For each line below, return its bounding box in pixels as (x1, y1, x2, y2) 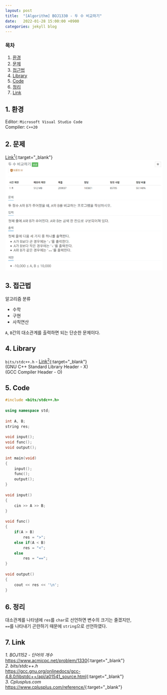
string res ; (5, 424, 30, 429)
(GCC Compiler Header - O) (5, 369, 62, 375)
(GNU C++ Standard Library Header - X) (5, 364, 88, 370)
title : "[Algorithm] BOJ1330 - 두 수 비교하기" (5, 13, 102, 19)
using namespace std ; (5, 408, 50, 413)
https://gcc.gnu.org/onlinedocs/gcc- (5, 668, 81, 674)
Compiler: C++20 (5, 124, 38, 130)
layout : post (5, 8, 32, 13)
